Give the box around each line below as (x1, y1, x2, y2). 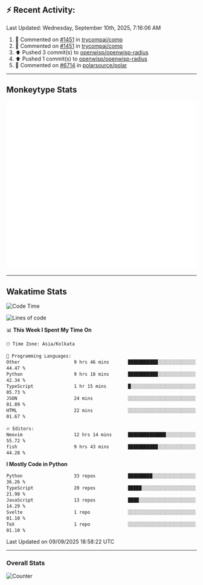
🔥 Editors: (6, 425, 34, 431)
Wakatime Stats (6, 286, 68, 296)
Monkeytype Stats (6, 85, 77, 95)
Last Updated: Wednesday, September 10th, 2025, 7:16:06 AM (6, 24, 161, 31)
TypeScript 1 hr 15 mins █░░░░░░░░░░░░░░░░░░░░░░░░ (6, 383, 196, 389)
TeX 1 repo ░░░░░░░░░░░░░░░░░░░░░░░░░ (6, 521, 196, 528)
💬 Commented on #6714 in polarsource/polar (14, 61, 127, 68)
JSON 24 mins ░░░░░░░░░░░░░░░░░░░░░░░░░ (6, 395, 196, 401)
